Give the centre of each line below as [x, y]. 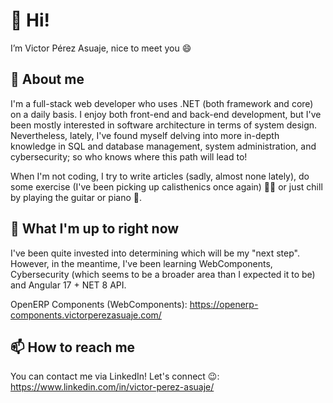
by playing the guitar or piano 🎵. [76, 197]
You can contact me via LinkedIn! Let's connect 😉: [115, 376]
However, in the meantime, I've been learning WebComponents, [141, 263]
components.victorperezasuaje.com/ [86, 315]
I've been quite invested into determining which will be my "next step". [155, 253]
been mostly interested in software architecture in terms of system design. [164, 125]
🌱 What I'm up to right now [95, 229]
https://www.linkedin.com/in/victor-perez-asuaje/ [112, 387]
